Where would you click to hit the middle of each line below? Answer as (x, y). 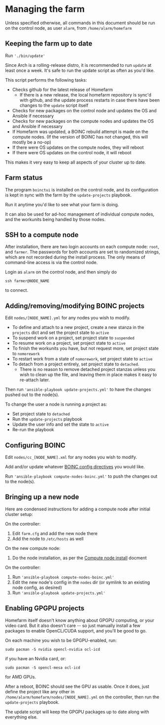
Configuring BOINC (35, 445)
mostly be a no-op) (32, 142)
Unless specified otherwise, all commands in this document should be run (80, 23)
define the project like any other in (40, 691)
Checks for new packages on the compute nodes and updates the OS (83, 121)
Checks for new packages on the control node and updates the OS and (84, 110)
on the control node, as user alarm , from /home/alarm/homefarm (68, 28)
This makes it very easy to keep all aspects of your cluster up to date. (76, 162)
